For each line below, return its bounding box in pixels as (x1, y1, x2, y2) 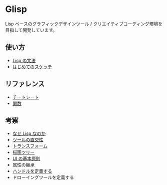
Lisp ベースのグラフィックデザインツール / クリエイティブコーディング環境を (5, 21, 163, 27)
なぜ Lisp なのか (12, 130, 46, 136)
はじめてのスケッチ (12, 64, 52, 70)
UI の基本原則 (12, 155, 40, 161)
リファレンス (5, 80, 45, 88)
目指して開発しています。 (5, 27, 57, 33)
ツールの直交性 (12, 137, 43, 143)
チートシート (12, 94, 39, 100)
